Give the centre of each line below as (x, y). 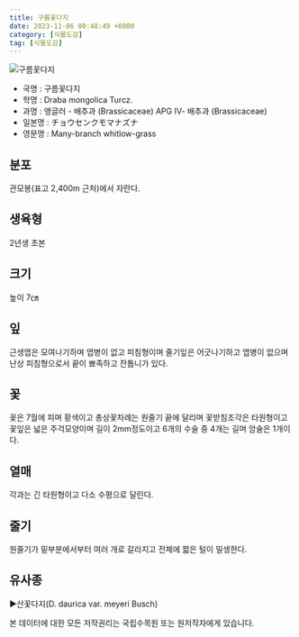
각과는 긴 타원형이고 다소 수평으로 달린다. (82, 495)
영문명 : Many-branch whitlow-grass (89, 134)
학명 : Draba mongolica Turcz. (77, 100)
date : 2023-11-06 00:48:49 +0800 (72, 26)
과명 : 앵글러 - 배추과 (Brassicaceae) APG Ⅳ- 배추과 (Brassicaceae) (145, 111)
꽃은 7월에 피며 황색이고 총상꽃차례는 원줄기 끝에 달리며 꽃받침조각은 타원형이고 (149, 418)
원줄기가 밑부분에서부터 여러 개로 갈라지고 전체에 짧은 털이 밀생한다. (128, 549)
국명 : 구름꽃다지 (51, 89)
